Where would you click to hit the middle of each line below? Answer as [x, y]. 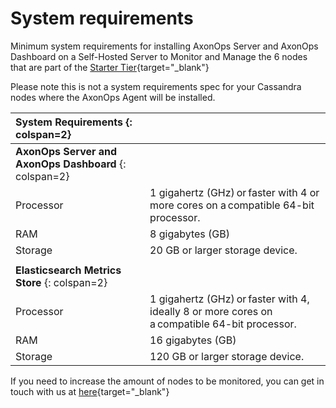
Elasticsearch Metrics [68, 270]
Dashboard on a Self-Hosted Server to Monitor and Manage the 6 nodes [159, 56]
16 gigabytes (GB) [193, 340]
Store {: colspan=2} [61, 282]
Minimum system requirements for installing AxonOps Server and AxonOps [164, 46]
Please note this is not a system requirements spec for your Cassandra [156, 86]
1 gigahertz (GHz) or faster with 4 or [234, 192]
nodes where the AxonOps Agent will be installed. [113, 97]
